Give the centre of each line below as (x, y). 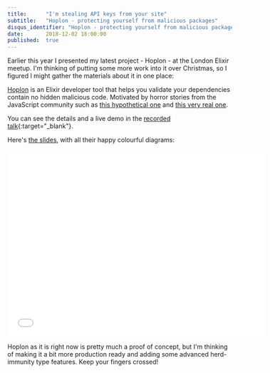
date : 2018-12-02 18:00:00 (57, 34)
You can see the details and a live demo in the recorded (89, 119)
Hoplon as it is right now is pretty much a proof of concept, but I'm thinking (118, 347)
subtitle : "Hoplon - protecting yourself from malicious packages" (113, 21)
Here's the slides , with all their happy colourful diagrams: (91, 140)
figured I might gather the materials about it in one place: (91, 76)
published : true (33, 41)
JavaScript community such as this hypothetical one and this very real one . (118, 105)
